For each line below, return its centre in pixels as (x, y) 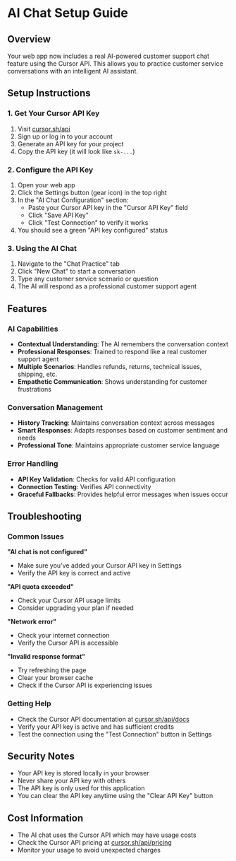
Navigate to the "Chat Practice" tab (68, 264)
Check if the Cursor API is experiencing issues (85, 685)
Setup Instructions (49, 93)
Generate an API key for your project (70, 143)
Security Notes (41, 756)
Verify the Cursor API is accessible (68, 643)
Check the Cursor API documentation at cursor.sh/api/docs (104, 719)
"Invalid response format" (46, 657)
